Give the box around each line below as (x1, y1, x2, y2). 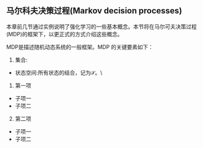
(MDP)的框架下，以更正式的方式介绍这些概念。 (6, 30, 123, 37)
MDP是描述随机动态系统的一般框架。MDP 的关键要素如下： (6, 43, 154, 50)
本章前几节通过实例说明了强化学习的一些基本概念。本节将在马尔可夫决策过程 (6, 23, 197, 30)
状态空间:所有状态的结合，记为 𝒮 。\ (14, 69, 103, 76)
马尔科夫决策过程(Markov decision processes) (6, 5, 182, 16)
